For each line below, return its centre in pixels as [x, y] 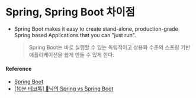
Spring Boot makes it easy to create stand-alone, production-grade [96, 29]
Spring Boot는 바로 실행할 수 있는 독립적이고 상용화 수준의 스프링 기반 [110, 47]
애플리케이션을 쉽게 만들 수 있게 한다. [72, 54]
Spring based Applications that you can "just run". [75, 35]
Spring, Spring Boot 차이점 [70, 12]
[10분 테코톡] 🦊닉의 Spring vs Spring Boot [64, 89]
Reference [19, 68]
